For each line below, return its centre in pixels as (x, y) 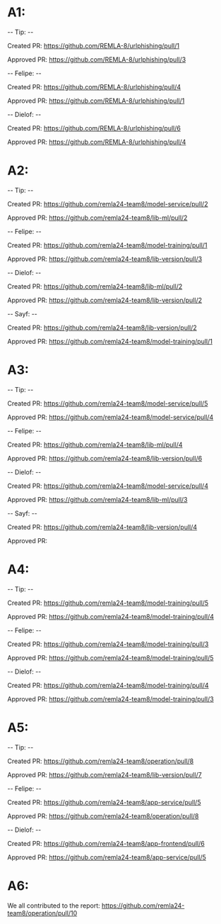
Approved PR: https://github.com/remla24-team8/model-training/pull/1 (110, 341)
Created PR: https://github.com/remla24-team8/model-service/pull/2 (108, 204)
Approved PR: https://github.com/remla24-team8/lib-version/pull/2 (105, 300)
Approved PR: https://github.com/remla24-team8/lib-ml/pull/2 (97, 218)
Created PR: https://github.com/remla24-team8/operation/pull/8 (101, 761)
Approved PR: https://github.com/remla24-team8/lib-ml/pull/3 (98, 499)
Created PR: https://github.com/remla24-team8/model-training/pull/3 (108, 644)
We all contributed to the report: (54, 906)
